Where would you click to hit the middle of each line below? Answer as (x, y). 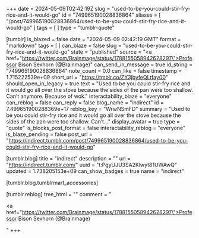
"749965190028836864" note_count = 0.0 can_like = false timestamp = (94, 71)
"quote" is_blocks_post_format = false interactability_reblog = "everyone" (96, 128)
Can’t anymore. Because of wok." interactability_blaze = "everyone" (89, 96)
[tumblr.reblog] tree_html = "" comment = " (59, 194)
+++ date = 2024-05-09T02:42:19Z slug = (58, 9)
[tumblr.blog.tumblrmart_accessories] (52, 183)
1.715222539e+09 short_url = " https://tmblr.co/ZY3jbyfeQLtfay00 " (87, 77)
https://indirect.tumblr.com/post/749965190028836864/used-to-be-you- (98, 140)
